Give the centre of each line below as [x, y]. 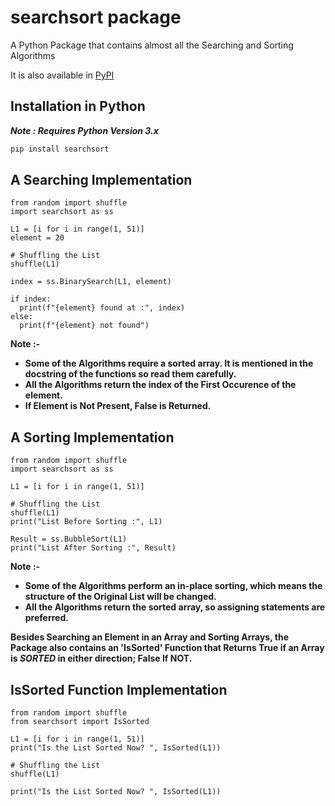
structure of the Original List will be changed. [120, 597]
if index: [31, 299]
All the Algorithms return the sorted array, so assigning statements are [175, 607]
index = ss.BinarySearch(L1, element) [91, 282]
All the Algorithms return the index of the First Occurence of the [160, 385]
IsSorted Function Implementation [119, 689]
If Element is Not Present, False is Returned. [118, 406]
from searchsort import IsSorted [80, 722]
